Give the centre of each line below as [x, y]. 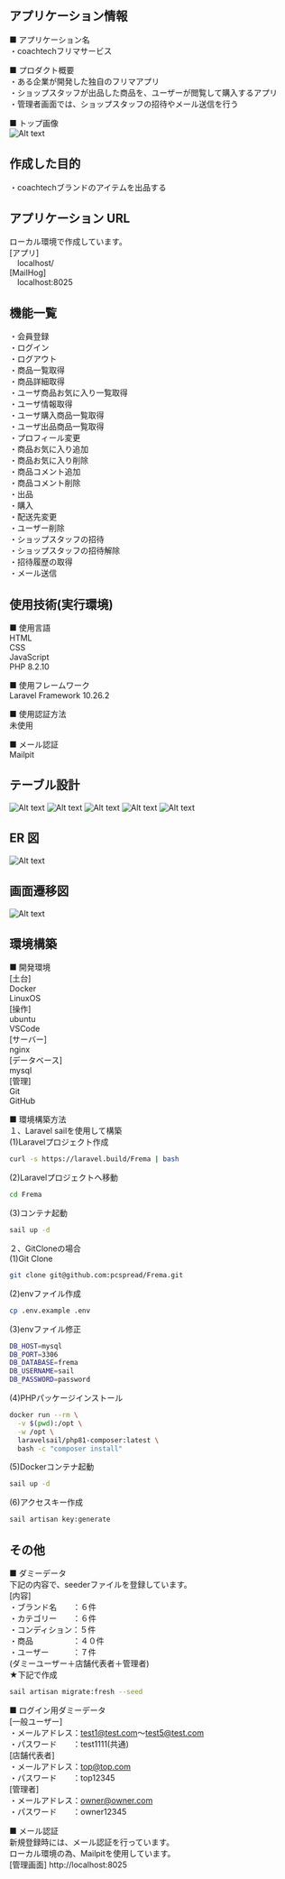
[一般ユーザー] [36, 1721]
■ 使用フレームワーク [50, 686]
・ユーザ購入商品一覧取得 [57, 415]
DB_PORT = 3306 [34, 1354]
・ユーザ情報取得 [41, 404]
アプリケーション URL [70, 219]
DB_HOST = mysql [36, 1346]
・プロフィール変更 [45, 438]
